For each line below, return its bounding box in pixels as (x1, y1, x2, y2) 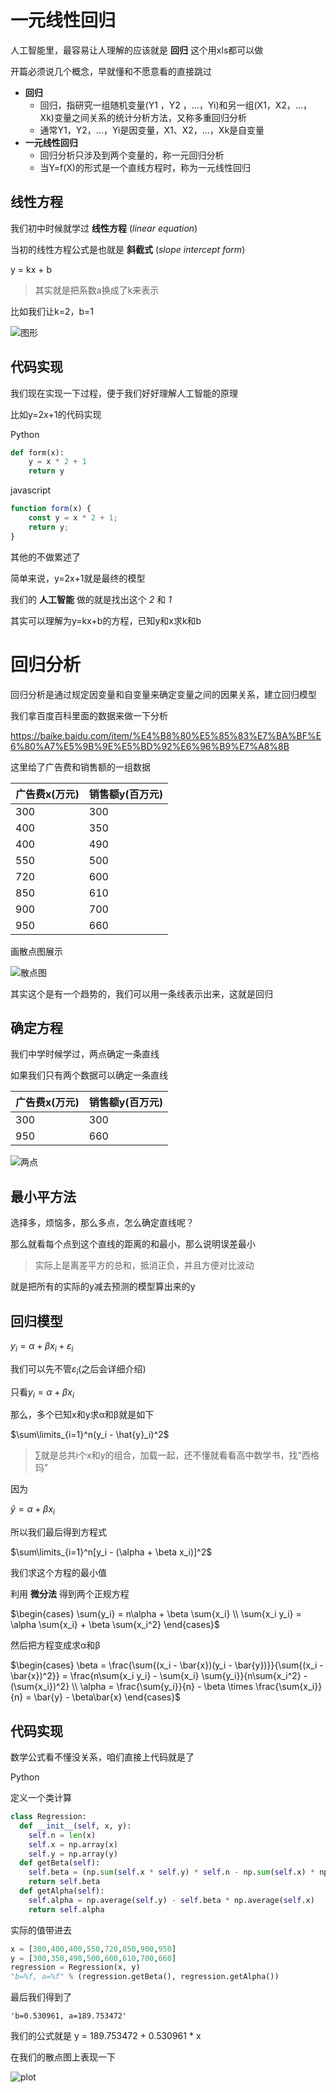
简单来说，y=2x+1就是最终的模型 (10, 572, 146, 584)
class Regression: (10, 1812, 87, 1822)
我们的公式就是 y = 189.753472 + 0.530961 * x (10, 2030, 202, 2042)
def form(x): (10, 447, 65, 458)
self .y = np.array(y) (28, 1849, 118, 1859)
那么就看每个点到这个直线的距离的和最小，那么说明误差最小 (10, 1238, 256, 1250)
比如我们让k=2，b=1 (10, 305, 95, 317)
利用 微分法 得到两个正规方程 (10, 1588, 130, 1600)
